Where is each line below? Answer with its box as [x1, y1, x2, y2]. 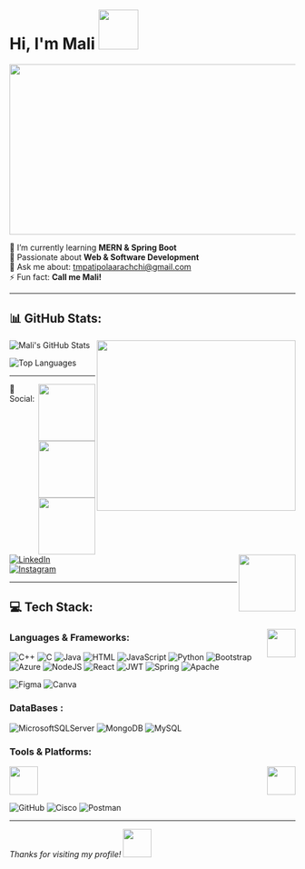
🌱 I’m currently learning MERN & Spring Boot [9, 242, 177, 253]
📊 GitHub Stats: [9, 311, 103, 326]
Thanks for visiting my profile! [9, 849, 122, 860]
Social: [9, 393, 35, 404]
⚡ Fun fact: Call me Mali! [9, 271, 103, 282]
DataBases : [9, 702, 64, 714]
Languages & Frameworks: [9, 632, 130, 644]
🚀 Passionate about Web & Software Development [9, 251, 200, 263]
